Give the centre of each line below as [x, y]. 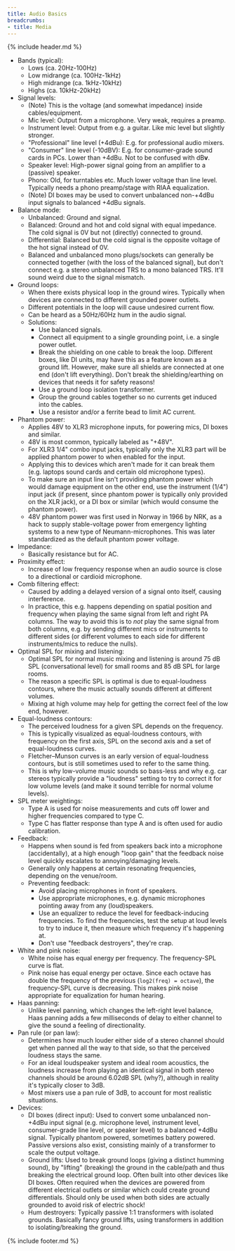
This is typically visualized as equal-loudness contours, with [115, 734]
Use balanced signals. [70, 330]
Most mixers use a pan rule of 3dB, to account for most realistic [120, 1093]
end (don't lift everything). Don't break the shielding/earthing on [131, 375]
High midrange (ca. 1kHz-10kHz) [75, 83]
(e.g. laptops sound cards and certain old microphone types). [116, 472]
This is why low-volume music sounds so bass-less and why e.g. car [127, 771]
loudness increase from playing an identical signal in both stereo [121, 1070]
